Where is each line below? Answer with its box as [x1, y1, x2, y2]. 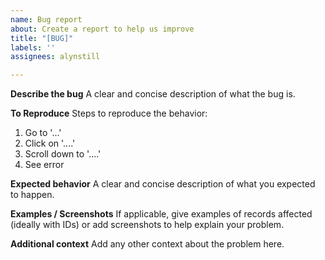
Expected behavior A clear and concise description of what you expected [10, 178, 316, 190]
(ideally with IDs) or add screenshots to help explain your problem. [10, 219, 285, 231]
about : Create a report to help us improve [10, 24, 195, 34]
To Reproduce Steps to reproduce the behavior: [10, 107, 208, 120]
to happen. [10, 189, 55, 201]
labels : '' [10, 42, 56, 53]
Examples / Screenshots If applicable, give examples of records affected [10, 208, 313, 220]
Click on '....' [24, 137, 76, 150]
